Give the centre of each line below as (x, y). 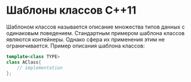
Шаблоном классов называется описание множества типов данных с (95, 27)
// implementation (40, 68)
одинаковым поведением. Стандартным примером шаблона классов (95, 33)
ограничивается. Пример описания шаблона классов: (75, 46)
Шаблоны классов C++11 (71, 10)
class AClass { (24, 62)
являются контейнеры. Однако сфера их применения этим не (86, 39)
